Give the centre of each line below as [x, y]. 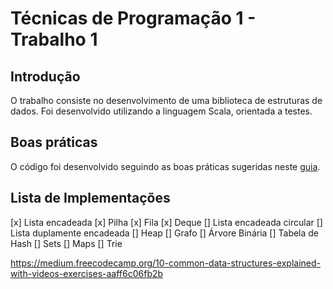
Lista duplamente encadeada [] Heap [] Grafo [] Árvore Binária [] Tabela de [165, 233]
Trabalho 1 [54, 39]
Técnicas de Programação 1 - [133, 18]
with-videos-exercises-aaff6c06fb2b [87, 273]
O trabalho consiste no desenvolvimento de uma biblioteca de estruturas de [166, 100]
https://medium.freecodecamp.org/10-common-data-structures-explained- [166, 263]
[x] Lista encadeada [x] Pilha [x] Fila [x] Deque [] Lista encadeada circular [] [166, 222]
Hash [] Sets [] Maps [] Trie [66, 243]
